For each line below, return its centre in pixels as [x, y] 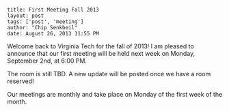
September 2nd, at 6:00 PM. [47, 61]
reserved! [21, 81]
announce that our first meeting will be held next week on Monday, [101, 53]
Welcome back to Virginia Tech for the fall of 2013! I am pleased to [101, 46]
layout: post [26, 16]
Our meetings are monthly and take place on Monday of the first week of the [115, 94]
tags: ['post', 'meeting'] [45, 22]
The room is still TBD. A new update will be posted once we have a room [109, 74]
